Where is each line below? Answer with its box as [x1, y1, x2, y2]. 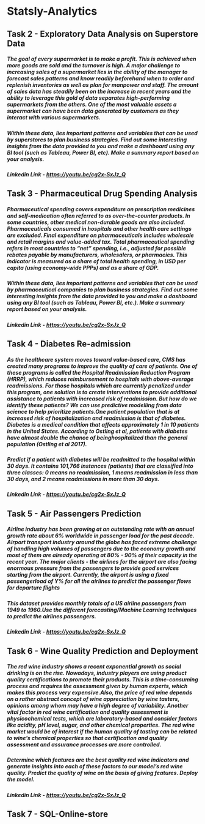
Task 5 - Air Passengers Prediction [7, 508, 142, 519]
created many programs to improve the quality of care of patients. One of [7, 362, 198, 370]
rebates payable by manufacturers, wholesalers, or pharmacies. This [7, 251, 188, 258]
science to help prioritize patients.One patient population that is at [7, 408, 180, 415]
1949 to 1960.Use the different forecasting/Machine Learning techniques [7, 606, 197, 613]
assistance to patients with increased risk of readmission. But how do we [7, 395, 197, 402]
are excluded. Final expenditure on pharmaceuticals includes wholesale [7, 231, 194, 239]
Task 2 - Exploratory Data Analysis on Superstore [7, 29, 199, 39]
